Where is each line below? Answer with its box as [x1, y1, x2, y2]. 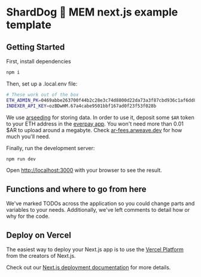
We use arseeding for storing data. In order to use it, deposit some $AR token [6, 114, 194, 121]
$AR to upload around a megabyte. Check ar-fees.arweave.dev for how [6, 126, 182, 133]
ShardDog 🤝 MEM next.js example [6, 5, 178, 19]
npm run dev [6, 156, 36, 162]
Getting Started [6, 42, 65, 52]
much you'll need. [6, 133, 51, 140]
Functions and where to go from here [6, 184, 147, 194]
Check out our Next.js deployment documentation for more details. [6, 264, 171, 271]
